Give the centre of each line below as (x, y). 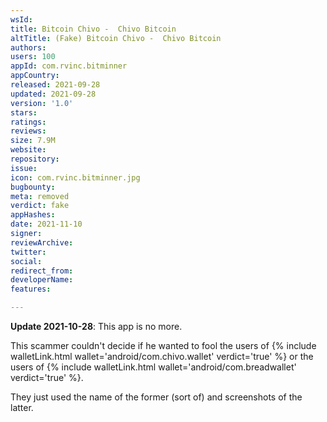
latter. (22, 407)
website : (28, 150)
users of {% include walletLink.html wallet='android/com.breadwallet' (153, 367)
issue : (24, 168)
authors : (28, 47)
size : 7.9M (33, 141)
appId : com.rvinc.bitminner (69, 66)
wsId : (21, 19)
